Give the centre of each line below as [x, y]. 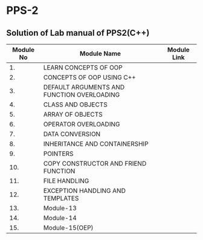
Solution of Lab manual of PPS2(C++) [78, 33]
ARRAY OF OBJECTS [73, 114]
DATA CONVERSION [72, 134]
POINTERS [58, 154]
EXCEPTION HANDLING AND [84, 191]
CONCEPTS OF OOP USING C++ [89, 77]
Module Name [100, 54]
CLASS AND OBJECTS [75, 105]
